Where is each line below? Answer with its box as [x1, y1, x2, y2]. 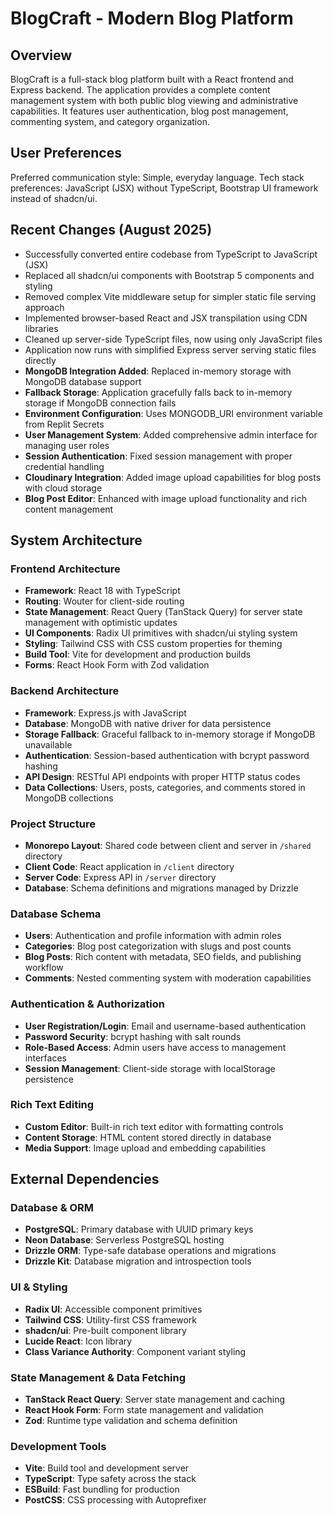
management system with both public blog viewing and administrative [10, 95, 299, 106]
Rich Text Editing [10, 1098, 95, 1112]
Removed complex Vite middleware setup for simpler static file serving [24, 290, 317, 302]
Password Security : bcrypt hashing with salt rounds [24, 1030, 242, 1042]
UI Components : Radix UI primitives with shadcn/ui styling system [24, 627, 298, 639]
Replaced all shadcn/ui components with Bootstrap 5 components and [24, 269, 315, 281]
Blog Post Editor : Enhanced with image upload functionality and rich [24, 492, 307, 504]
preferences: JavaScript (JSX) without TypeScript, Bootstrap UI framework [10, 182, 319, 194]
